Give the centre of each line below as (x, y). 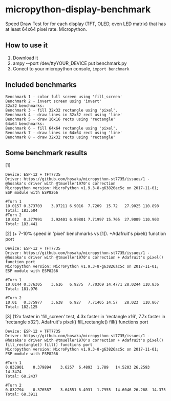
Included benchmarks (41, 85)
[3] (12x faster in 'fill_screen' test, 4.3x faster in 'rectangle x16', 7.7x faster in (85, 317)
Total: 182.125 (22, 307)
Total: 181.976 (22, 289)
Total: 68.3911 (22, 394)
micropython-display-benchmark (78, 10)
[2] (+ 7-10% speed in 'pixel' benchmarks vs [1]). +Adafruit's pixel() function (86, 234)
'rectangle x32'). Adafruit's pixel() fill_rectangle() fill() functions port (77, 322)
